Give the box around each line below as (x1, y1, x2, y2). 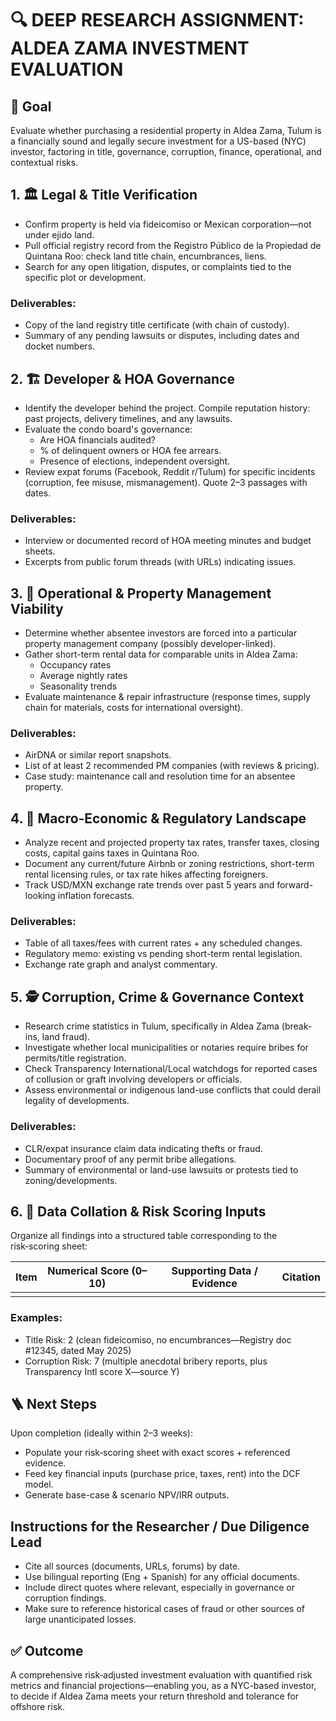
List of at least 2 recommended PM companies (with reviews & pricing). (24, 760, 320, 772)
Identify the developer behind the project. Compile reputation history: (24, 402, 311, 414)
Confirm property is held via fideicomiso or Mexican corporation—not (24, 218, 312, 230)
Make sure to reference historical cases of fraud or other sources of (24, 1603, 305, 1615)
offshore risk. (10, 1701, 66, 1713)
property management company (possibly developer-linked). (24, 638, 277, 650)
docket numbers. (24, 340, 96, 352)
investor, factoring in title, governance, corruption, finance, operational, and (10, 146, 322, 157)
